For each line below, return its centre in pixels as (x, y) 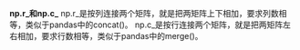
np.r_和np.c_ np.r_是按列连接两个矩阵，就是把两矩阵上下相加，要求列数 (145, 13)
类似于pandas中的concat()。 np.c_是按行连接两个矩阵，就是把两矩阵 (154, 25)
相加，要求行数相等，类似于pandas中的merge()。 (110, 36)
